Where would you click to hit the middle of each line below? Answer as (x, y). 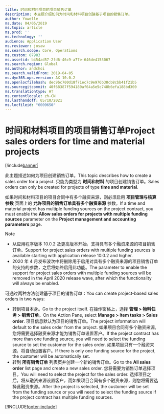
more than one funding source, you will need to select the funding (79, 339)
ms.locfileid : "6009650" (30, 105)
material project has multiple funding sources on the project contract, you (79, 209)
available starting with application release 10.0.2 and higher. (72, 255)
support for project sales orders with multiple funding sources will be (82, 273)
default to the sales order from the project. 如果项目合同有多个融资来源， (85, 327)
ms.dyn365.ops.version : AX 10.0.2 (40, 78)
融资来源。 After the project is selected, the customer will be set (85, 386)
